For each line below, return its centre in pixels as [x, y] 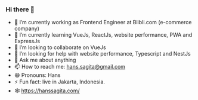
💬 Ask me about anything [45, 60]
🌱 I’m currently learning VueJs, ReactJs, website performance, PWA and [103, 35]
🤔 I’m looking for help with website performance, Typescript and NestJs [103, 54]
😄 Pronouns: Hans [37, 75]
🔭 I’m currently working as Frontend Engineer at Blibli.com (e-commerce [103, 22]
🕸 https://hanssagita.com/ [47, 91]
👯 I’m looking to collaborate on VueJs [60, 47]
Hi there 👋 [20, 9]
